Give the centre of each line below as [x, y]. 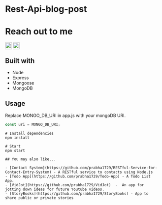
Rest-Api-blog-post [46, 9]
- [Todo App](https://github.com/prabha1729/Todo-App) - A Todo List [78, 176]
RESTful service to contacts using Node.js [108, 172]
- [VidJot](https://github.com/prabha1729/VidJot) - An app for [75, 185]
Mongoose [23, 83]
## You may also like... [31, 159]
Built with [20, 61]
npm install [17, 138]
